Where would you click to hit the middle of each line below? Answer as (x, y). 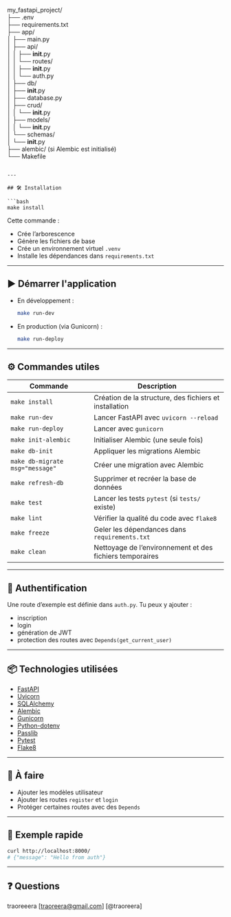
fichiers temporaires (126, 556)
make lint (26, 518)
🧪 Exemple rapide (45, 835)
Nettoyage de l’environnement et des (153, 548)
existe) (105, 507)
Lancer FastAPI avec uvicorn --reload (156, 418)
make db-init (32, 451)
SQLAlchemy (35, 703)
